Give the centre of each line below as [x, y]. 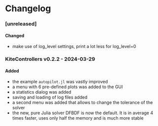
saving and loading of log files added [50, 97]
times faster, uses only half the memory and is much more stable [78, 118]
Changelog [28, 9]
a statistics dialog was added [42, 92]
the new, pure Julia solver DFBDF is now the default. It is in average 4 [83, 113]
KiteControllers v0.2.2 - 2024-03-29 [50, 59]
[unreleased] [21, 24]
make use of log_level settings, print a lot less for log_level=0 [74, 47]
